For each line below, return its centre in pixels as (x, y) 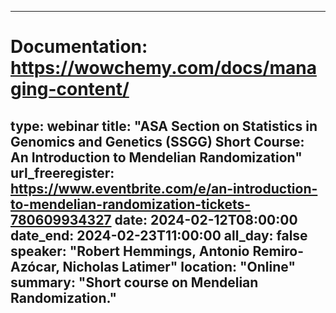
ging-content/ (70, 89)
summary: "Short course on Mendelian (134, 282)
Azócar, (35, 266)
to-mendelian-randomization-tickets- (131, 204)
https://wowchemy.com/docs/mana (163, 68)
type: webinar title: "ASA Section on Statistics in (164, 126)
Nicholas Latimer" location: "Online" (179, 266)
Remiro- (278, 251)
